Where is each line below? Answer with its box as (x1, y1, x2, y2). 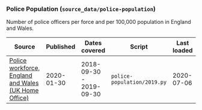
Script (130, 42, 148, 51)
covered (81, 47, 105, 55)
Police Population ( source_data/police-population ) (6, 5, 156, 13)
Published (46, 42, 76, 51)
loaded (172, 47, 193, 55)
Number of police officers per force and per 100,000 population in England (6, 19, 191, 26)
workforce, (9, 64, 40, 72)
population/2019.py (111, 79, 167, 85)
